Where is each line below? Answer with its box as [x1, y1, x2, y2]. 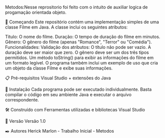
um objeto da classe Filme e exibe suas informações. [5, 65, 113, 71]
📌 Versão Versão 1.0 [5, 118, 46, 124]
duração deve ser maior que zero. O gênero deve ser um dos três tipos [5, 49, 149, 55]
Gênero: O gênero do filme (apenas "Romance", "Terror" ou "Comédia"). [5, 39, 152, 45]
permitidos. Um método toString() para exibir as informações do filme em [5, 55, 154, 61]
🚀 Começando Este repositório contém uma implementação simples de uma [5, 19, 159, 25]
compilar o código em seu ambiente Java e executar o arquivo [5, 92, 132, 98]
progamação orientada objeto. [5, 9, 66, 15]
